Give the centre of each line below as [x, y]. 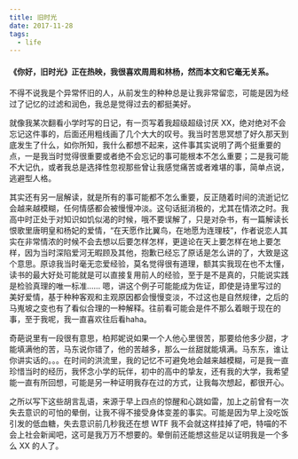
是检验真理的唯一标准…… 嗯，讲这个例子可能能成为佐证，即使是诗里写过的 [145, 286]
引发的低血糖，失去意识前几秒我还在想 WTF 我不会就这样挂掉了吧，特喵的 [144, 423]
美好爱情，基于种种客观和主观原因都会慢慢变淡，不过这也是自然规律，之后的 [149, 297]
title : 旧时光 [33, 17]
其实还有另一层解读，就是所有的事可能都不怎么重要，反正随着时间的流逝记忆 [149, 197]
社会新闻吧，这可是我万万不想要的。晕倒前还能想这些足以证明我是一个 [153, 435]
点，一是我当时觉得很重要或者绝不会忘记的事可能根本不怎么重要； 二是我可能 [149, 156]
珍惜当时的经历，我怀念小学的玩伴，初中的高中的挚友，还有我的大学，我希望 [149, 372]
